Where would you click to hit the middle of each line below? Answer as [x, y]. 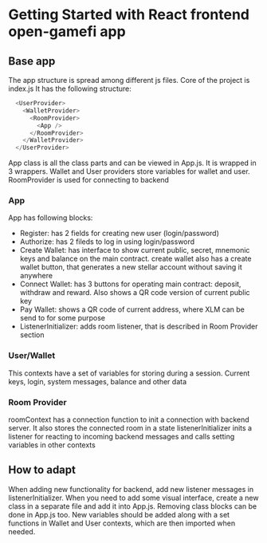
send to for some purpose [63, 318]
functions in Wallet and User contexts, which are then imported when [122, 523]
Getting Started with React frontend [129, 15]
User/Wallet [32, 356]
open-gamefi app [67, 31]
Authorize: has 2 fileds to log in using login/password [107, 242]
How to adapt [42, 470]
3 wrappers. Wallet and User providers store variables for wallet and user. [129, 171]
